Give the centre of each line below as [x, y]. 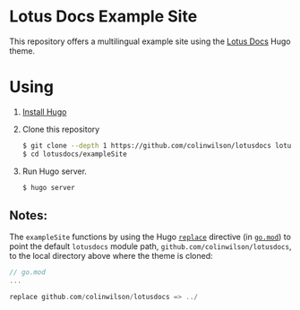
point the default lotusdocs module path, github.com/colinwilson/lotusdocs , [150, 246]
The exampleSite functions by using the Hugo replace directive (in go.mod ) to [150, 237]
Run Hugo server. [55, 171]
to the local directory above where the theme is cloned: [111, 256]
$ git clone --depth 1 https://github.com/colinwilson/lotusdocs [146, 145]
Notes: [28, 215]
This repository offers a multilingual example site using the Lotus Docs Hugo [150, 41]
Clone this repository [61, 129]
